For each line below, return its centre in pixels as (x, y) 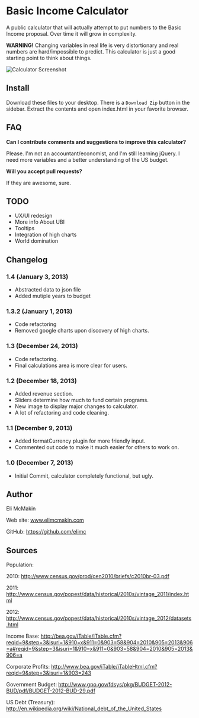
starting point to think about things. (49, 58)
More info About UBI (40, 222)
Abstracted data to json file (48, 290)
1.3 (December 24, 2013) (42, 346)
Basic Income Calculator (67, 11)
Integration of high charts (46, 235)
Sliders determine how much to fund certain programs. (82, 400)
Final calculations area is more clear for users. (71, 365)
